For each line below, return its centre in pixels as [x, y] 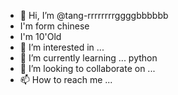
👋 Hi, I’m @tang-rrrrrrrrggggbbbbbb [94, 15]
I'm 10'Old [40, 36]
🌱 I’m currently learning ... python [88, 58]
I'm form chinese [54, 26]
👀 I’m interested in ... [62, 47]
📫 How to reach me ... [66, 79]
